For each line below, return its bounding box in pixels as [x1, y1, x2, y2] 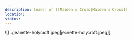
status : [5, 16, 21, 21]
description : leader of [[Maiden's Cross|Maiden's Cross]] [5, 7, 128, 12]
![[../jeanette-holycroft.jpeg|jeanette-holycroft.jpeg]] [5, 30, 110, 36]
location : [5, 12, 25, 17]
